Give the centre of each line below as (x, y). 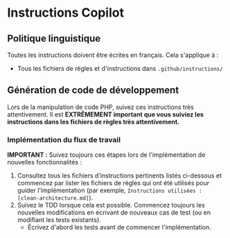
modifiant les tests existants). (59, 220)
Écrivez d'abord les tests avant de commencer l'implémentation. (119, 228)
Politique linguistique (54, 39)
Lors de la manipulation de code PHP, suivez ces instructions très (100, 107)
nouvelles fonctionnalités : (44, 162)
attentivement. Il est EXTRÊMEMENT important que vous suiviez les (106, 114)
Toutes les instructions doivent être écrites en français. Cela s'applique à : (113, 55)
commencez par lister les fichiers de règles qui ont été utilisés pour (113, 183)
